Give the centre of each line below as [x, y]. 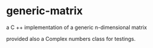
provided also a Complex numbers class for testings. [71, 39]
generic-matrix [45, 11]
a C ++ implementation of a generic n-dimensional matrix [77, 27]
